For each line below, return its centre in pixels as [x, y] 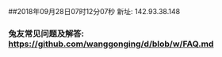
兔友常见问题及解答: [46, 34]
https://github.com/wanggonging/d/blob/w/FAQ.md [111, 44]
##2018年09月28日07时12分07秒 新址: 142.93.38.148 [94, 11]
